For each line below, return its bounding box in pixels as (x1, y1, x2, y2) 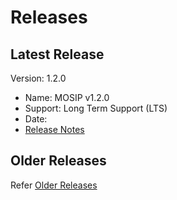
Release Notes (24, 124, 85, 135)
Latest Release (10, 46, 105, 63)
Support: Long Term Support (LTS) (24, 102, 168, 114)
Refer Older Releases (10, 179, 98, 191)
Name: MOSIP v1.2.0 (24, 92, 110, 103)
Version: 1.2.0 (10, 72, 67, 84)
